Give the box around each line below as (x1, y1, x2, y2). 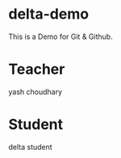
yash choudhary (8, 87, 63, 96)
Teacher (8, 60, 65, 79)
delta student (8, 142, 52, 152)
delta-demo (8, 5, 90, 23)
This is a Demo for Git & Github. (8, 32, 113, 41)
